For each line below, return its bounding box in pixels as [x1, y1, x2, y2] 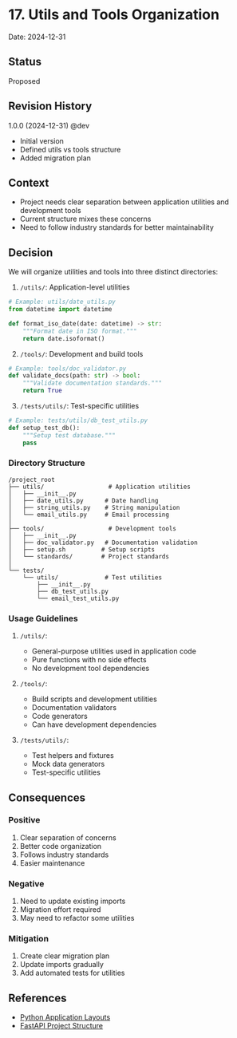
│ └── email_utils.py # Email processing [8, 511, 170, 519]
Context [8, 176, 49, 189]
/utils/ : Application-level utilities [19, 282, 130, 292]
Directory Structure [8, 457, 85, 468]
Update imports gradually [19, 960, 104, 969]
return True [22, 387, 62, 395]
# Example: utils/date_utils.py [8, 298, 116, 306]
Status [8, 55, 42, 69]
